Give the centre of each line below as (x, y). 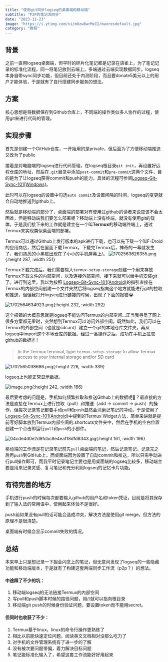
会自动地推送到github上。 (31, 201)
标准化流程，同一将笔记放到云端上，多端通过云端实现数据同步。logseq (86, 69)
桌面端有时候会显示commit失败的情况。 (46, 531)
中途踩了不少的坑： (25, 580)
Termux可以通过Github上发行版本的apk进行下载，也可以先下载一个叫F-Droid (84, 241)
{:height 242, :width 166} (57, 387)
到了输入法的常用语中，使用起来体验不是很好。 (53, 504)
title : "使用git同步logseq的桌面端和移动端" (48, 10)
